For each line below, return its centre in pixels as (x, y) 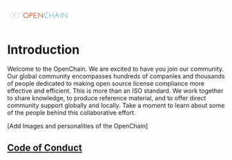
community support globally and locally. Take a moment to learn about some (116, 106)
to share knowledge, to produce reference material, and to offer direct (107, 98)
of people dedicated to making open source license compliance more (106, 84)
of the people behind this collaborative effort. (71, 113)
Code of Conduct (45, 147)
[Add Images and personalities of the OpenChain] (78, 126)
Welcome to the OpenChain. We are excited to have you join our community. (116, 69)
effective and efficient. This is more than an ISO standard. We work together (115, 91)
